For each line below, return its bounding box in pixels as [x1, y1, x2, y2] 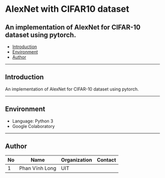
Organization [61, 156, 92, 163]
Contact [96, 156, 116, 163]
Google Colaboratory [12, 123, 55, 129]
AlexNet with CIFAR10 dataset [5, 3, 130, 15]
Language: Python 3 [12, 118, 54, 124]
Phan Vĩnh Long [19, 165, 56, 172]
